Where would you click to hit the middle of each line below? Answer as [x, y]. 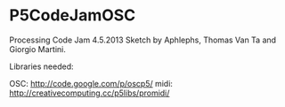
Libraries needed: [41, 66]
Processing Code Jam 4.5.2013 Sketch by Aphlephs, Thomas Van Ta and [143, 40]
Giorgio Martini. [38, 49]
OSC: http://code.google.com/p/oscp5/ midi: [91, 83]
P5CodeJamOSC [73, 15]
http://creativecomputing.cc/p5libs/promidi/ [90, 93]
